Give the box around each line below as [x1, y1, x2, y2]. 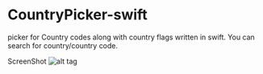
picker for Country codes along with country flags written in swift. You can [7, 32, 255, 42]
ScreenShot [7, 56, 47, 66]
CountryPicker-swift [7, 6, 148, 24]
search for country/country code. [7, 40, 119, 50]
